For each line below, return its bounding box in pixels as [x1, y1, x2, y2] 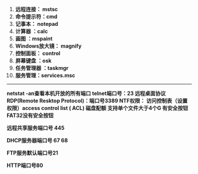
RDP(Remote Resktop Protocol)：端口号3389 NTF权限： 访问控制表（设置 [6, 97, 187, 104]
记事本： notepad [15, 21, 58, 27]
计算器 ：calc [15, 28, 48, 35]
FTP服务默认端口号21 [6, 149, 58, 156]
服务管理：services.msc [15, 72, 76, 79]
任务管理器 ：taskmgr [15, 65, 69, 71]
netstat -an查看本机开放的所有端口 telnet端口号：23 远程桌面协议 [6, 90, 166, 96]
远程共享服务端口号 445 [6, 125, 65, 131]
